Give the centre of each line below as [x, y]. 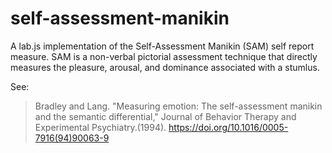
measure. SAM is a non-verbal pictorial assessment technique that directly [164, 56]
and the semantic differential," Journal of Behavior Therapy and [165, 116]
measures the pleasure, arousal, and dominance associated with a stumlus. [165, 67]
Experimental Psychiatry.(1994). [100, 127]
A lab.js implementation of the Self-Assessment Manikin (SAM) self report [162, 46]
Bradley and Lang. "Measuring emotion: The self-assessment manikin [178, 106]
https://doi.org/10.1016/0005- [228, 127]
